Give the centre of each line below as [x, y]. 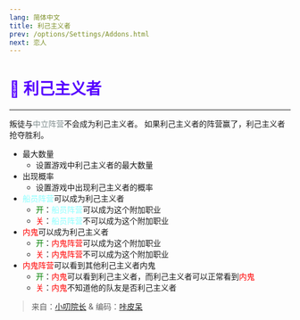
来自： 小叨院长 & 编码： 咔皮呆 [87, 307]
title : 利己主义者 [40, 26]
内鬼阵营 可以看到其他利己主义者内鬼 [89, 266]
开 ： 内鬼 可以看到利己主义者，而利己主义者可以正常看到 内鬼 [145, 276]
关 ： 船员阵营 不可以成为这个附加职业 [102, 221]
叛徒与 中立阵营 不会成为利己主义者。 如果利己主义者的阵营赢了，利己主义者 [147, 124]
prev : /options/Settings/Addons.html [79, 34]
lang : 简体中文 [35, 17]
